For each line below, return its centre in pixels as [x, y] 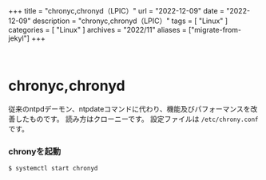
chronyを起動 [35, 151]
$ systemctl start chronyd [53, 169]
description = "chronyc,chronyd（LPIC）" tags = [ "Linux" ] [130, 21]
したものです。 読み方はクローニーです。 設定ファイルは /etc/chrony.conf [137, 119]
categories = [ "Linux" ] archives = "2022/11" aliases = [97, 30]
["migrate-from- [215, 30]
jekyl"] [19, 38]
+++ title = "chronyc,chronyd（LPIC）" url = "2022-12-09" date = [117, 11]
